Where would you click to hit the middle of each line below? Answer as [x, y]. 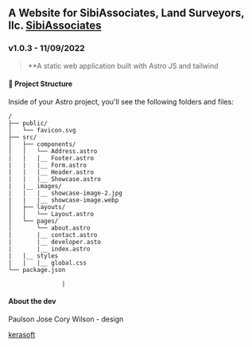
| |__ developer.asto [55, 242]
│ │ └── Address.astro [53, 151]
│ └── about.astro [49, 228]
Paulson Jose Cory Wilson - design [66, 319]
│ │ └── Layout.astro [51, 214]
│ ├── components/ [43, 144]
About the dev [32, 302]
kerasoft [22, 335]
